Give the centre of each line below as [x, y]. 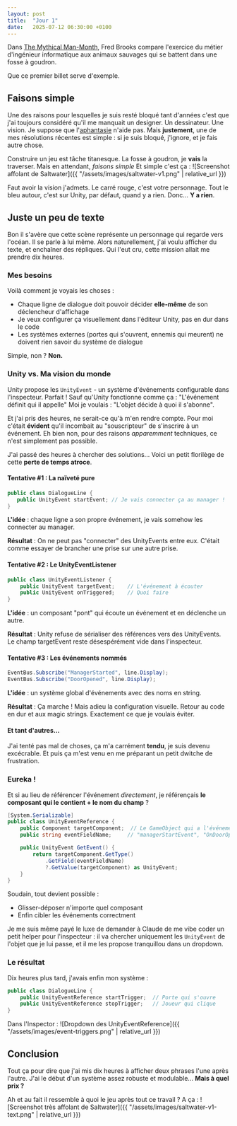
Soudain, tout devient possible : [53, 894]
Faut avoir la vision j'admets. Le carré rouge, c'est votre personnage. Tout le [118, 187]
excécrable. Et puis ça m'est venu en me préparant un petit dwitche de [110, 753]
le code [29, 327]
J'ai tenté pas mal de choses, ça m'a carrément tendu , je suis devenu [109, 746]
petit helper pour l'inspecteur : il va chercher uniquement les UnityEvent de [116, 936]
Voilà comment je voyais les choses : [61, 291]
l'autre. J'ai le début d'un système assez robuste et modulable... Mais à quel [118, 1078]
